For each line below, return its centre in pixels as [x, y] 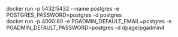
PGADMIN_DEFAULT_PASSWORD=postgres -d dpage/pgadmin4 [85, 27]
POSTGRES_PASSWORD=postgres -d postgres [64, 15]
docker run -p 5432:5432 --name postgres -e [63, 9]
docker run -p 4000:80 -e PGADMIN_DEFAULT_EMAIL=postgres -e [89, 21]
